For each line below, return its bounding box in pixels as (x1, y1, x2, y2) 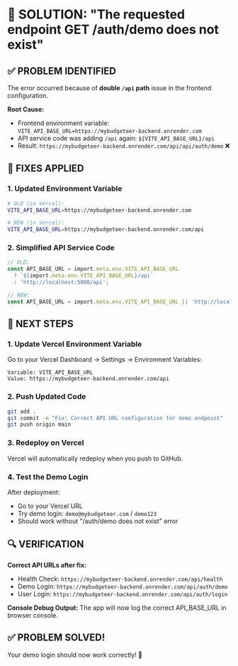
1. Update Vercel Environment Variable (7, 339, 142, 349)
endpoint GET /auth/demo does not (7, 21, 220, 38)
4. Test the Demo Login (7, 472, 89, 482)
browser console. (7, 611, 59, 619)
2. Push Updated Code (7, 392, 86, 402)
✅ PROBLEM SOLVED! (7, 632, 106, 644)
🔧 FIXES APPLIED (7, 163, 84, 175)
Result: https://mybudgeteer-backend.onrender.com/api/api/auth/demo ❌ (17, 141, 230, 150)
